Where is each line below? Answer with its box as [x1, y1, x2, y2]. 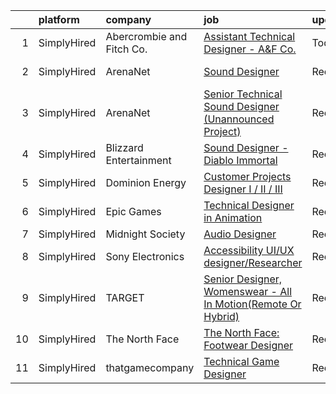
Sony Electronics [105, 250, 185, 263]
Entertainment [105, 154, 172, 167]
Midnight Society [105, 227, 186, 241]
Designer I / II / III [203, 182, 283, 196]
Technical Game [203, 355, 280, 368]
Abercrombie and [105, 30, 188, 43]
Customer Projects [203, 170, 292, 183]
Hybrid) [203, 310, 240, 323]
